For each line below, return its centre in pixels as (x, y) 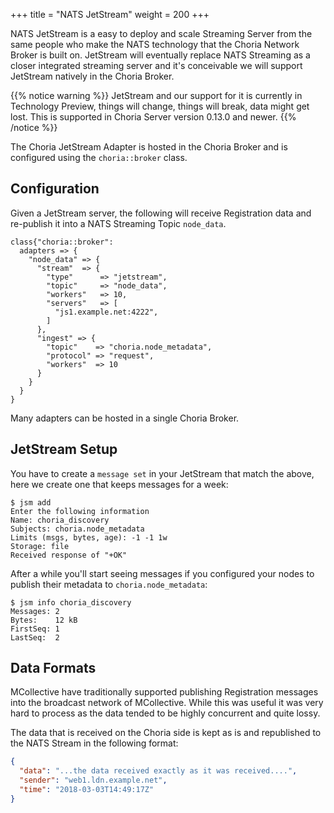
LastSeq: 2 (35, 637)
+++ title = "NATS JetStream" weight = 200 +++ (110, 14)
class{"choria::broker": (62, 242)
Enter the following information (80, 511)
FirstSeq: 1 (35, 629)
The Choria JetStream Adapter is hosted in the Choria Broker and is (149, 147)
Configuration (55, 189)
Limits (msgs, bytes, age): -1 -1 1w (89, 537)
